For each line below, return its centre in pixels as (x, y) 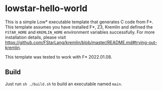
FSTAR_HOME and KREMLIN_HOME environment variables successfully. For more (80, 32)
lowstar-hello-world (46, 8)
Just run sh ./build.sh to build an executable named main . (64, 84)
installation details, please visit (36, 37)
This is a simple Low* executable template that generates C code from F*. (79, 22)
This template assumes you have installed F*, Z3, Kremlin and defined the (79, 27)
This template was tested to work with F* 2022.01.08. (59, 57)
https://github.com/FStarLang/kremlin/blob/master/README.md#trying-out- (81, 42)
